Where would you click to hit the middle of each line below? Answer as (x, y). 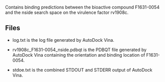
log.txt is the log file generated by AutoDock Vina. (63, 40)
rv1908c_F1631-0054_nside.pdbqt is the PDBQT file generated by (79, 50)
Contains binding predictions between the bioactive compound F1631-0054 (82, 7)
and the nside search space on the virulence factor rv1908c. (67, 12)
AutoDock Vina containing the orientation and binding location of (79, 55)
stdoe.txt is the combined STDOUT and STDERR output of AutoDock (82, 70)
